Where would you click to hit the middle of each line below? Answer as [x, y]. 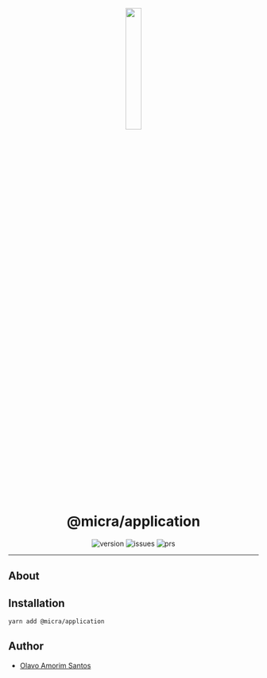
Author [26, 647]
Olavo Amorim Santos [55, 665]
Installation [37, 603]
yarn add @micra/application [56, 621]
